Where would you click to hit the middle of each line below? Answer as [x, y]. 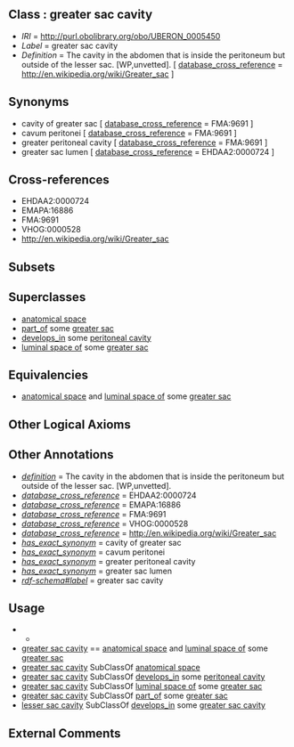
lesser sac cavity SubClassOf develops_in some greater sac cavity [143, 705]
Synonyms [39, 102]
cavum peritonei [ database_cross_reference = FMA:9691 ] [129, 133]
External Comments [65, 733]
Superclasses [47, 297]
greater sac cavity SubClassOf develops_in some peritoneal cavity [143, 677]
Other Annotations [61, 455]
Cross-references [59, 180]
